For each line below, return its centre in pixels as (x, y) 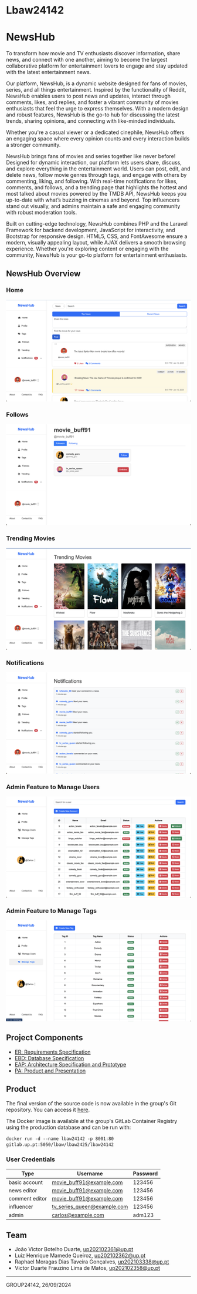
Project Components (45, 1038)
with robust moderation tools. (42, 213)
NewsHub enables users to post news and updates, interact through (89, 96)
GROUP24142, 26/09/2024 (39, 1285)
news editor (23, 1190)
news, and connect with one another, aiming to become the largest (87, 60)
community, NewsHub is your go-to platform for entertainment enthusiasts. (97, 255)
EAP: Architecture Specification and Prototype (70, 1064)
